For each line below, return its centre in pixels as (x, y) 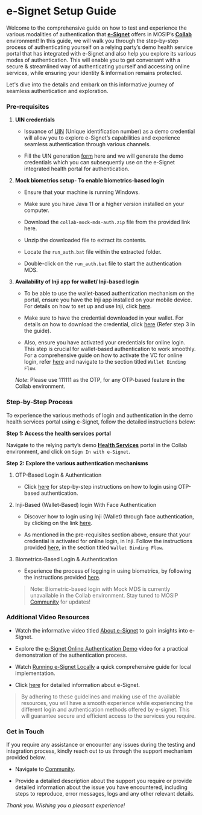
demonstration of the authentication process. (71, 655)
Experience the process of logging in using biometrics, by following (108, 571)
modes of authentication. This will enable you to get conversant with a (93, 60)
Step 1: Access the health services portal (59, 433)
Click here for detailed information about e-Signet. (77, 685)
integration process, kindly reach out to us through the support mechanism (99, 751)
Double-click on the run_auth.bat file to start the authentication (103, 263)
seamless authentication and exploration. (57, 91)
